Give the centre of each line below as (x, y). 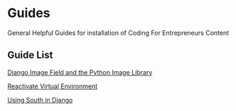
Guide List (30, 55)
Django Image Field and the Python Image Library (80, 72)
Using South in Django (40, 100)
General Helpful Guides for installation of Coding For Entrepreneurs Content (118, 33)
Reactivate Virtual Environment (53, 86)
